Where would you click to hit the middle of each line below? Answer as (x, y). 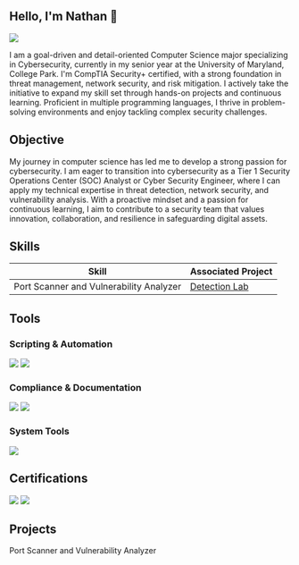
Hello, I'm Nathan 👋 (63, 17)
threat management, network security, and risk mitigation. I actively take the (149, 83)
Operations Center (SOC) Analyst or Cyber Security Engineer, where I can (145, 181)
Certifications (49, 479)
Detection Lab (219, 287)
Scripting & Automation (61, 343)
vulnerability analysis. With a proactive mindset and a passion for (129, 199)
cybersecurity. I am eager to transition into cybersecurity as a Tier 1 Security (150, 171)
